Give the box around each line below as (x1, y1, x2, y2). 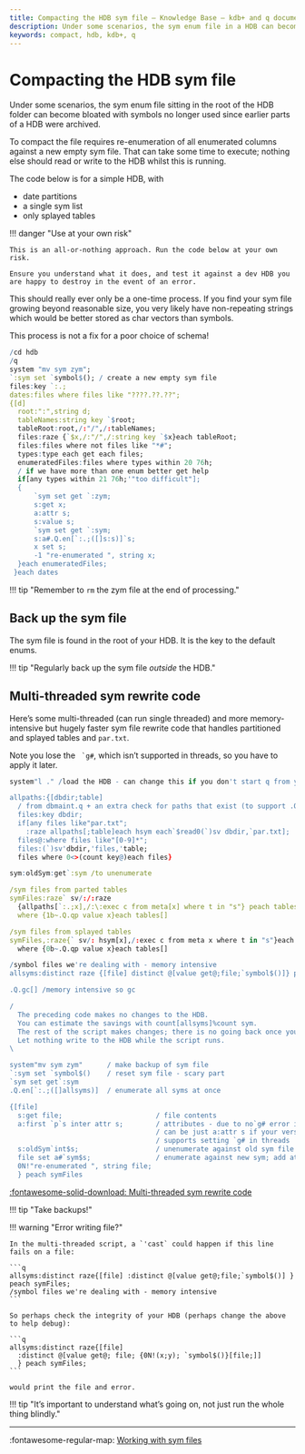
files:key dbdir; (17, 811, 84, 820)
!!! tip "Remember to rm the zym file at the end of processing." (9, 584, 240, 595)
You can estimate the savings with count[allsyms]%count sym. (17, 1018, 258, 1028)
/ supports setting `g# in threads (155, 1136, 290, 1146)
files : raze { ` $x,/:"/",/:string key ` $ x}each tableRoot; (17, 433, 238, 442)
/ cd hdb (9, 348, 39, 358)
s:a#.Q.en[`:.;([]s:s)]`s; (33, 534, 136, 543)
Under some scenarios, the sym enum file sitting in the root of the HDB (9, 99, 274, 110)
